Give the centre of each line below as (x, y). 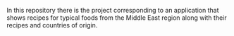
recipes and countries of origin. (52, 25)
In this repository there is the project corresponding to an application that (113, 10)
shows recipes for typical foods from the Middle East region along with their (117, 18)
